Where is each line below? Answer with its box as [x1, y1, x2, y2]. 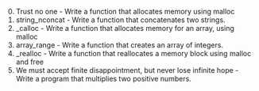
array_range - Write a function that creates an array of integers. [15, 40, 224, 50]
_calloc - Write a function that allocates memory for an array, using [15, 24, 234, 32]
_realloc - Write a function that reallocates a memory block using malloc [15, 49, 252, 58]
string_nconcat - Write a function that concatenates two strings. [15, 15, 226, 25]
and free [15, 57, 44, 66]
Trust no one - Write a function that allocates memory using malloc [15, 7, 235, 16]
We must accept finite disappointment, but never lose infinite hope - [15, 66, 239, 74]
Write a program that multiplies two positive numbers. [15, 74, 192, 83]
